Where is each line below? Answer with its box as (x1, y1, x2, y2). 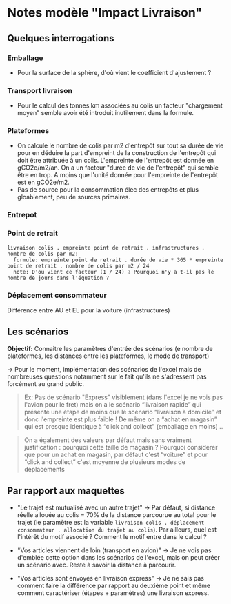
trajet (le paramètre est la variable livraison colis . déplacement (17, 518, 205, 526)
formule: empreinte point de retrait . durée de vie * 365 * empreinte (13, 256, 224, 263)
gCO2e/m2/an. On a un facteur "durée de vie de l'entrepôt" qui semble (17, 163, 219, 172)
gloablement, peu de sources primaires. (17, 193, 131, 201)
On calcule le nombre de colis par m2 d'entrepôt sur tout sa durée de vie (17, 141, 224, 150)
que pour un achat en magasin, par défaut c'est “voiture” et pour (23, 450, 208, 459)
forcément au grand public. (7, 379, 85, 387)
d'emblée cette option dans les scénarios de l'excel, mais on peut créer (17, 553, 221, 561)
